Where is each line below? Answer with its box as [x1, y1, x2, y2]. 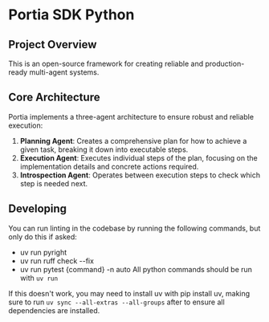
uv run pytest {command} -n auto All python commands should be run [19, 264, 253, 274]
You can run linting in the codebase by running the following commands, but [8, 223, 261, 233]
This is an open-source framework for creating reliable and [8, 59, 204, 68]
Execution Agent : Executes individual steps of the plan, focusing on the [19, 153, 259, 162]
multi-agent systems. [29, 67, 100, 77]
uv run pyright [19, 247, 67, 257]
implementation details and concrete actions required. [19, 161, 199, 171]
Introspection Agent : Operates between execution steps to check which [19, 170, 261, 180]
